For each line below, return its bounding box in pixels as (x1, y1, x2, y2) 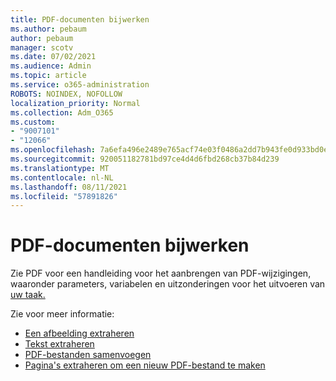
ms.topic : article (10, 71, 87, 81)
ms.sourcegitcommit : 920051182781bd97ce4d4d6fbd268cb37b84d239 (10, 154, 280, 164)
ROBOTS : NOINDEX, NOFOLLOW (10, 89, 123, 99)
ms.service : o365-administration (10, 80, 150, 90)
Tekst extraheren (24, 338, 95, 350)
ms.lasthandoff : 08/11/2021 (10, 182, 128, 192)
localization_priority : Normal (10, 98, 141, 108)
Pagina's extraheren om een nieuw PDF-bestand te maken (24, 359, 266, 371)
